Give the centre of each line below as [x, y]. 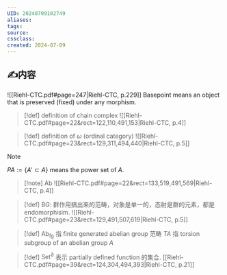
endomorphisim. [47, 212]
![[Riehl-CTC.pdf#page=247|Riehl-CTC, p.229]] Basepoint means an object [113, 95]
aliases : [19, 20]
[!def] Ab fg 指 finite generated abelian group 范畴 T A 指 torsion [112, 234]
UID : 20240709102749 [37, 13]
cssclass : [21, 39]
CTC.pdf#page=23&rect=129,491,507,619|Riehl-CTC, [98, 219]
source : [18, 33]
